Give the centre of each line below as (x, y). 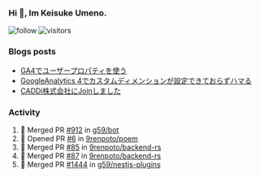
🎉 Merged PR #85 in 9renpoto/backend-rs (91, 147)
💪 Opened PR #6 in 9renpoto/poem (79, 138)
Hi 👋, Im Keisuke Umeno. (58, 13)
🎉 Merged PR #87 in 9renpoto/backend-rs (90, 155)
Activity (24, 112)
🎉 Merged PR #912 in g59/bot (69, 130)
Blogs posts (32, 52)
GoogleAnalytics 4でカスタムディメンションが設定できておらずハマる (136, 80)
